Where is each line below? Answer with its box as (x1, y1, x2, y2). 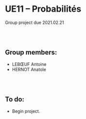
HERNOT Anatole (12, 66, 46, 72)
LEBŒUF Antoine (12, 61, 47, 67)
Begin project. (12, 108, 40, 114)
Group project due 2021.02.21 (5, 20, 64, 25)
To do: (5, 95, 25, 103)
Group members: (5, 48, 57, 57)
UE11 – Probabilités (5, 3, 81, 15)
